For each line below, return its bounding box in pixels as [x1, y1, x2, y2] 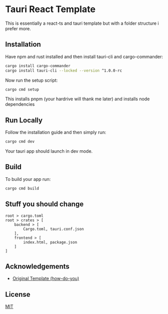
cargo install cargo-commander [5, 63, 71, 69]
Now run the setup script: [5, 77, 58, 83]
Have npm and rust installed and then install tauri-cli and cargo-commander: [5, 53, 163, 59]
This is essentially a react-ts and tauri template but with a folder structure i [5, 20, 159, 26]
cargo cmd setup [5, 87, 39, 92]
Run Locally [5, 116, 43, 124]
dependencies [5, 101, 35, 107]
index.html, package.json [23, 239, 78, 245]
